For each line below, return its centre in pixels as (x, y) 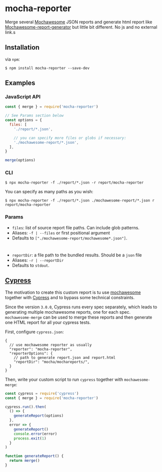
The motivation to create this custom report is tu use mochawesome (73, 292)
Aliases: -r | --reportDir (38, 260)
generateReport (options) (39, 416)
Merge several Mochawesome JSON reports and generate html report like (79, 22)
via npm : (13, 59)
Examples (20, 83)
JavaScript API (23, 97)
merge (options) (20, 160)
